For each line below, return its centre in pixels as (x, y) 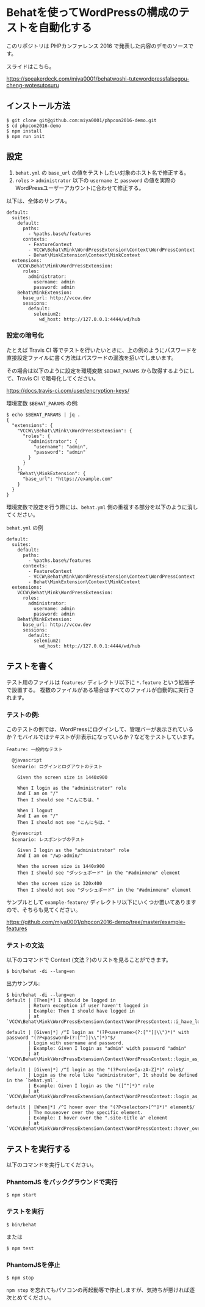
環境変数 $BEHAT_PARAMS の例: (42, 403)
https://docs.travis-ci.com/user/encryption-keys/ (68, 390)
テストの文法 (25, 945)
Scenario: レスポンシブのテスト (48, 839)
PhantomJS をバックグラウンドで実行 (62, 1182)
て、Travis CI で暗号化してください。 (53, 378)
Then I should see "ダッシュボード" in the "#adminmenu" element (99, 873)
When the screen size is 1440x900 (61, 866)
